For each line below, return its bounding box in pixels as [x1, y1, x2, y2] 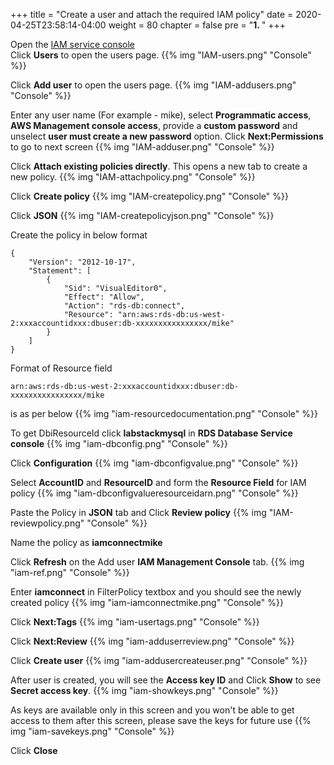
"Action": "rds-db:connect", [63, 301, 186, 311]
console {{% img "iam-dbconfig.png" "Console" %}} [10, 438, 228, 449]
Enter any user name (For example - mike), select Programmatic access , [10, 109, 312, 121]
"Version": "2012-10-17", [28, 257, 137, 267]
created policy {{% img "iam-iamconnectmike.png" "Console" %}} [10, 597, 284, 608]
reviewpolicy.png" [10, 517, 85, 529]
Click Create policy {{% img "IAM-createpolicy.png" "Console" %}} [10, 190, 289, 202]
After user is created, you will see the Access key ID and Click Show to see [10, 674, 322, 686]
